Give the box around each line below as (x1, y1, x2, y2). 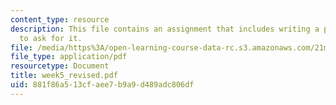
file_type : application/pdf (10, 52, 128, 62)
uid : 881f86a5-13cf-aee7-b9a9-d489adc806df (10, 80, 195, 90)
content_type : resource (10, 14, 110, 25)
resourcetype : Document (10, 61, 110, 71)
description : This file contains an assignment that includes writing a (10, 24, 320, 34)
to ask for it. (19, 33, 83, 43)
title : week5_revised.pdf (10, 71, 118, 81)
